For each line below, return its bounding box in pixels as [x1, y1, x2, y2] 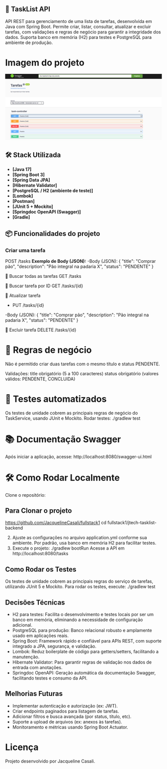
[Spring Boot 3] [12, 172, 45, 178]
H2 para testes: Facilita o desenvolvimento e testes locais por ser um [12, 612, 154, 618]
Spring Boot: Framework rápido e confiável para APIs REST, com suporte [12, 638, 162, 644]
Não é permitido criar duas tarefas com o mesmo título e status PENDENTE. [5, 361, 160, 367]
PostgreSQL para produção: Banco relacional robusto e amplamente [12, 628, 153, 634]
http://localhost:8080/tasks [12, 551, 69, 557]
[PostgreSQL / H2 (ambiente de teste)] [12, 188, 93, 194]
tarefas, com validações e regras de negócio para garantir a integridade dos [5, 28, 161, 35]
